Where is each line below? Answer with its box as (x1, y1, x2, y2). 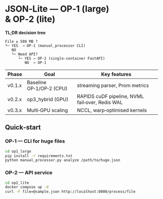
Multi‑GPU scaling (27, 107, 68, 113)
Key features (101, 71, 132, 77)
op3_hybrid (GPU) (27, 96, 69, 103)
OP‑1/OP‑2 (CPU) (27, 85, 68, 92)
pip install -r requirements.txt (5, 153, 73, 158)
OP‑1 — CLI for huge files (5, 138, 65, 145)
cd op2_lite (5, 180, 29, 185)
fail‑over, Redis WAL (77, 99, 123, 106)
